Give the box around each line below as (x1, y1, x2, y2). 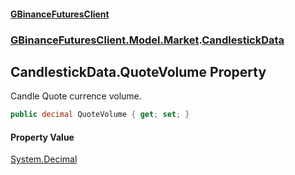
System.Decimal (10, 153, 78, 165)
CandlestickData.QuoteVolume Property (10, 63, 267, 80)
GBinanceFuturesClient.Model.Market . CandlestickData (10, 33, 285, 47)
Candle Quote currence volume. (10, 90, 142, 102)
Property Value (10, 131, 75, 143)
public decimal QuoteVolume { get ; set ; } (10, 110, 190, 120)
